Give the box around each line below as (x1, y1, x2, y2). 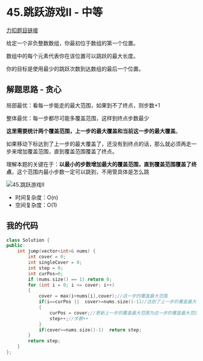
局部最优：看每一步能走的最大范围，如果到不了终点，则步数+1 (6, 101, 160, 109)
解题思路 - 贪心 (6, 85, 62, 95)
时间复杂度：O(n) (14, 194, 59, 201)
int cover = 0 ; (28, 254, 66, 260)
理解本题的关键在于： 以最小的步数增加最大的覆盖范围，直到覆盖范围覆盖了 (6, 161, 192, 168)
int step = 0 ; (28, 265, 63, 271)
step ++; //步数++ (49, 315, 89, 322)
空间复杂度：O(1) (14, 201, 57, 208)
